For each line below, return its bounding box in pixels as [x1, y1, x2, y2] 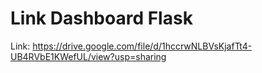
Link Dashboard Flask [10, 7, 193, 30]
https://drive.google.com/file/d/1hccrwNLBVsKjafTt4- [32, 40, 253, 52]
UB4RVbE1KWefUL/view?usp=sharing [10, 50, 167, 62]
